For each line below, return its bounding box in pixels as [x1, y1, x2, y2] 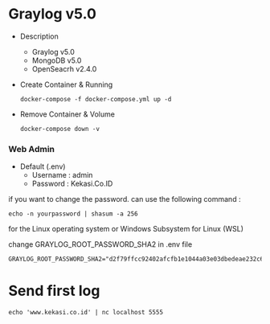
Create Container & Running [19, 80, 113, 89]
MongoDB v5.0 [31, 55, 82, 65]
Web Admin [8, 143, 55, 154]
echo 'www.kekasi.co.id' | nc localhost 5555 [8, 309, 163, 317]
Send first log [8, 282, 100, 300]
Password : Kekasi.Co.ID [31, 178, 113, 189]
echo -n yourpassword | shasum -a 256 [8, 210, 138, 218]
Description [19, 31, 59, 41]
